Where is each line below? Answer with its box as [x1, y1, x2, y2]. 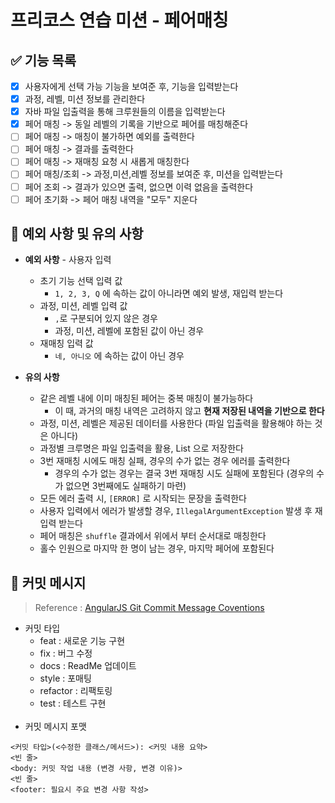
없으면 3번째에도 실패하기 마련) [65, 480, 187, 492]
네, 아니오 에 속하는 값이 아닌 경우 [54, 350, 185, 362]
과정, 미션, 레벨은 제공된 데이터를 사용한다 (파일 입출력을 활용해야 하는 [39, 417, 313, 430]
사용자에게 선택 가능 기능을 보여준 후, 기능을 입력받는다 [24, 81, 239, 92]
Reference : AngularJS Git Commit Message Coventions [34, 602, 265, 614]
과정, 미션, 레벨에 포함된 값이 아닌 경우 [54, 325, 205, 337]
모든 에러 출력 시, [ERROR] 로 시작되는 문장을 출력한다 [39, 492, 247, 505]
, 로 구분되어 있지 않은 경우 [54, 312, 158, 325]
